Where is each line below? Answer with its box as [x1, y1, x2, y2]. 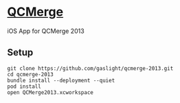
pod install [7, 83, 41, 90]
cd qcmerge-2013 [7, 71, 54, 78]
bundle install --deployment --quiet [7, 77, 115, 84]
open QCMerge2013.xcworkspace [7, 89, 94, 96]
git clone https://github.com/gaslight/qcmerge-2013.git [7, 65, 174, 72]
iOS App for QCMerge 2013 [7, 27, 85, 35]
